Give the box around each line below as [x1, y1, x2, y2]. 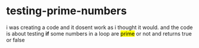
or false [6, 36, 25, 43]
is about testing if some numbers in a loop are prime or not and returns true [6, 30, 192, 37]
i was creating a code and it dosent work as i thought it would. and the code [6, 24, 193, 31]
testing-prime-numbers [6, 4, 127, 18]
